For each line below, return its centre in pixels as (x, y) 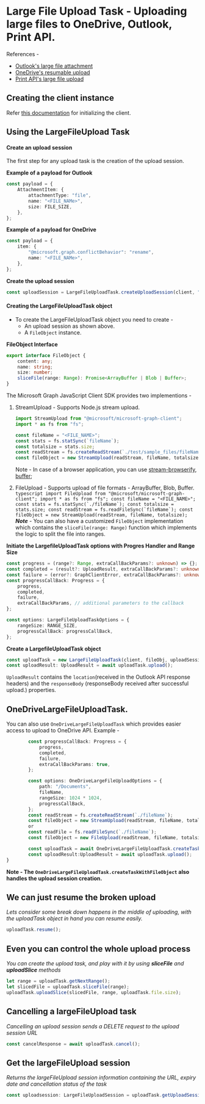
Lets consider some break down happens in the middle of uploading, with (99, 912)
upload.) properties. (31, 690)
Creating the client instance (60, 98)
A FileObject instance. (53, 332)
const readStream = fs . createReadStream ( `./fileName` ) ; (101, 815)
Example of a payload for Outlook (49, 173)
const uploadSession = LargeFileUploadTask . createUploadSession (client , (101, 292)
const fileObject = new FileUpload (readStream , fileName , (103, 838)
